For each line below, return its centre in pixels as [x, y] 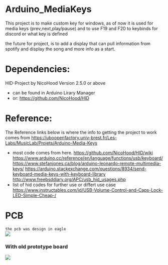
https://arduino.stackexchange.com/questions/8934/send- [86, 169]
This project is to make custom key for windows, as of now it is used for [79, 23]
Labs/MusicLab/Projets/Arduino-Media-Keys [51, 143]
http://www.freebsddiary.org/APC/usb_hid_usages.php [69, 179]
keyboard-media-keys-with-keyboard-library [59, 174]
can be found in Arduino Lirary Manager [54, 93]
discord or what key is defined [37, 34]
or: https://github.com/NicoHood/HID [51, 98]
